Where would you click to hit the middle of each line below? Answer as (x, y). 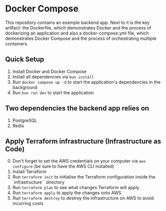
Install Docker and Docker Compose (49, 71)
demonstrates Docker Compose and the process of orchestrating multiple (81, 38)
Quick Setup (25, 60)
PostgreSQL (25, 120)
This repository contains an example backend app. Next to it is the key (78, 22)
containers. (17, 43)
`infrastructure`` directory (38, 182)
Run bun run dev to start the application (53, 92)
